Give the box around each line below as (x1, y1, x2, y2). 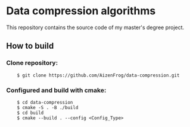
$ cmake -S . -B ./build (17, 104, 79, 110)
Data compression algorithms (6, 4, 156, 18)
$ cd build (17, 110, 44, 116)
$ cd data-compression (17, 99, 73, 105)
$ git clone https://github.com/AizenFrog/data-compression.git (17, 72, 180, 78)
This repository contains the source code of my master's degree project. (6, 24, 185, 31)
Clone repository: (6, 59, 58, 67)
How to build (6, 41, 54, 51)
